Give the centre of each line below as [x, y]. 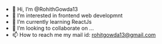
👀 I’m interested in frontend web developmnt [67, 15]
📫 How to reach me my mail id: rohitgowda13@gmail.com [84, 35]
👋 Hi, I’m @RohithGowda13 [45, 9]
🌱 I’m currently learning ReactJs [52, 22]
